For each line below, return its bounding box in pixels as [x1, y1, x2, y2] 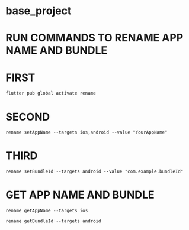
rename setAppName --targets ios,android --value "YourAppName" [5, 129, 168, 135]
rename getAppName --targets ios [5, 208, 88, 214]
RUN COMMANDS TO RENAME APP [5, 31, 184, 45]
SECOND [5, 110, 50, 124]
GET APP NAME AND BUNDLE [5, 188, 155, 202]
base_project [5, 4, 72, 18]
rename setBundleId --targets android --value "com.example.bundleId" [5, 169, 184, 175]
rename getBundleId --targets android [5, 218, 101, 224]
